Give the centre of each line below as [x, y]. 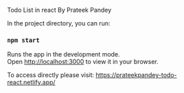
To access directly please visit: [51, 75]
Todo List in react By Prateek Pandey [59, 10]
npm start [23, 40]
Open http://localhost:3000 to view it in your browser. [83, 62]
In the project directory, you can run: [59, 23]
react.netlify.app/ [32, 83]
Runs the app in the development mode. [64, 54]
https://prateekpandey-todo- [136, 75]
